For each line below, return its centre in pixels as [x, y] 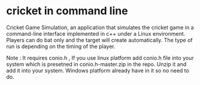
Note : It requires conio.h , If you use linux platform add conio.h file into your [100, 58]
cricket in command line [67, 11]
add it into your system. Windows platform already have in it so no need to [98, 70]
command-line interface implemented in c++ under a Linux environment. [96, 33]
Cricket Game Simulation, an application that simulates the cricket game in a [100, 27]
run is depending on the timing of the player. [61, 46]
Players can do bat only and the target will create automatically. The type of [99, 40]
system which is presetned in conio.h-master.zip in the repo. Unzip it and [96, 64]
